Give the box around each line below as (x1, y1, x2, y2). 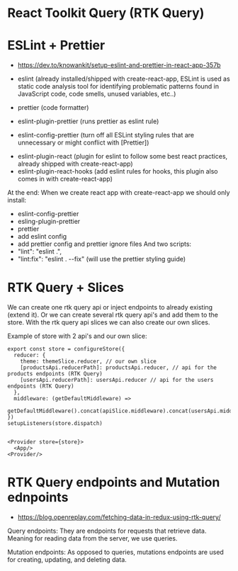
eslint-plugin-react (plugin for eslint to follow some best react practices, (17, 152, 228, 161)
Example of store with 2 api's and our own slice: (7, 332, 147, 341)
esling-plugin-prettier (17, 217, 81, 226)
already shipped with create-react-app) (17, 159, 133, 168)
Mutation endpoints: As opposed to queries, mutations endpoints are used (7, 548, 225, 556)
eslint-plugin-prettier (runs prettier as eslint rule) (17, 117, 159, 125)
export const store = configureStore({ (7, 346, 125, 353)
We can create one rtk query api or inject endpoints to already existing (7, 303, 213, 312)
